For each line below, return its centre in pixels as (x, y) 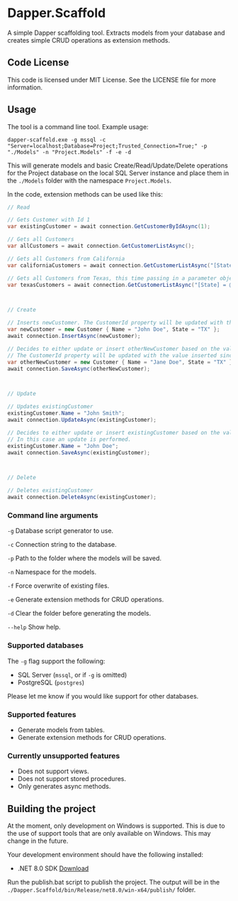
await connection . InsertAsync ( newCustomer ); (74, 336)
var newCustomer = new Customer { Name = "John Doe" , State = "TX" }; (114, 329)
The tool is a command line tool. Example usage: (78, 126)
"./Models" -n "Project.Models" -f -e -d (69, 152)
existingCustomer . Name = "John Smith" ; (66, 413)
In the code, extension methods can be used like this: (85, 194)
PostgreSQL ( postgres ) (51, 682)
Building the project (52, 808)
